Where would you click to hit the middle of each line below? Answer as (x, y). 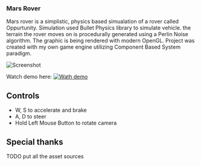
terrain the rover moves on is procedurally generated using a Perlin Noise (97, 34)
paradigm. (19, 54)
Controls (23, 95)
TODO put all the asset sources (45, 156)
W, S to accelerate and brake (51, 110)
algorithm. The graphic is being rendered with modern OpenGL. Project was (101, 41)
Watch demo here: (29, 77)
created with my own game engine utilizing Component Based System (94, 47)
